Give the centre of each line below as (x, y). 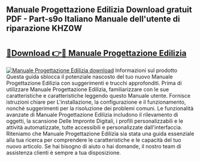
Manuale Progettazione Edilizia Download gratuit (99, 10)
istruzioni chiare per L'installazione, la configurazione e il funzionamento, (96, 102)
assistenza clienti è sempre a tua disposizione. (64, 152)
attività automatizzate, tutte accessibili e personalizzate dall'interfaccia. (94, 127)
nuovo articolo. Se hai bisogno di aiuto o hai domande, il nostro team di (94, 146)
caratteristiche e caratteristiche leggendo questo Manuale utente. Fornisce (98, 96)
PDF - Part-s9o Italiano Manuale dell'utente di (93, 19)
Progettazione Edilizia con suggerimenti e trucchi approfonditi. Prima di (94, 83)
